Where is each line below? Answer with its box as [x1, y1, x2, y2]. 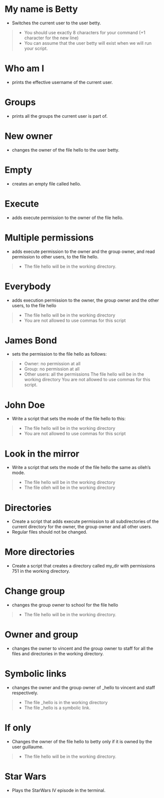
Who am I [4, 63, 44, 74]
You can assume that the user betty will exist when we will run [24, 40, 152, 46]
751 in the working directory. [11, 568, 70, 574]
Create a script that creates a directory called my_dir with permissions [11, 563, 155, 569]
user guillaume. [11, 744, 44, 750]
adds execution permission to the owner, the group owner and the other [11, 297, 160, 303]
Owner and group [4, 629, 79, 640]
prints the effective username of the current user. [11, 79, 113, 85]
